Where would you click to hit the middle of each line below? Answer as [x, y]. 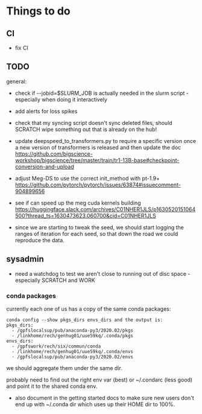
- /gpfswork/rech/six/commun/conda [56, 346]
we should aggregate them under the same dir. [64, 368]
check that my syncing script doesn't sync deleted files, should [94, 123]
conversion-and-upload [44, 167]
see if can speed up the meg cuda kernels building [78, 203]
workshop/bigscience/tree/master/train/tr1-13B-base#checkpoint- [97, 160]
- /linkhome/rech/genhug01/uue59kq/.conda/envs [73, 351]
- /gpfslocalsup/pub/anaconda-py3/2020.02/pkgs [73, 330]
